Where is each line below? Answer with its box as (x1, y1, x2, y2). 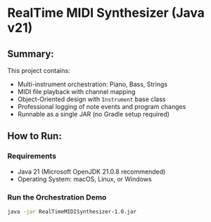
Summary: (7, 48, 54, 60)
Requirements (7, 151, 57, 161)
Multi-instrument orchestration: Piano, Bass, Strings (17, 80, 167, 89)
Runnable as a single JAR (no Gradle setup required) (17, 110, 170, 118)
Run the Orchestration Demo (7, 192, 107, 202)
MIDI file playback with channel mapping (17, 88, 136, 96)
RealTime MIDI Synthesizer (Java (7, 5, 205, 21)
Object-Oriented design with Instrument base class (17, 95, 167, 103)
